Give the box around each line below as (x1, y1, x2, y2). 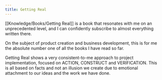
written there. (5, 31, 32, 36)
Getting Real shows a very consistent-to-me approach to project (5, 54, 134, 61)
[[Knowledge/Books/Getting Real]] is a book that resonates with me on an (5, 20, 152, 26)
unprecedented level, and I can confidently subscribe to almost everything (5, 25, 154, 32)
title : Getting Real (5, 7, 47, 12)
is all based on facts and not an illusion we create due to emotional (5, 65, 138, 71)
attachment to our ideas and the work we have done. (5, 70, 111, 76)
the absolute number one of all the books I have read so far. (5, 45, 125, 51)
